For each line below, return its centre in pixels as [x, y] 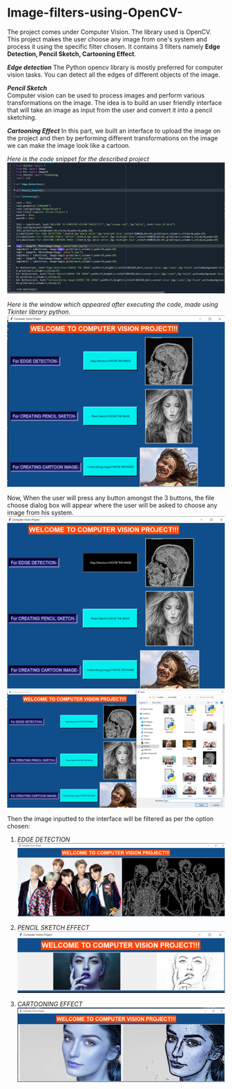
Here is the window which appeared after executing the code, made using [113, 305]
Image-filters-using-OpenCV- [95, 13]
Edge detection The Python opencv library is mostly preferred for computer [115, 67]
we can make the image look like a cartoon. [69, 145]
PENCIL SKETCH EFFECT [53, 927]
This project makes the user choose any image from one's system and [107, 39]
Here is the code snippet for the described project [78, 159]
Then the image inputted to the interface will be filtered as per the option [110, 818]
